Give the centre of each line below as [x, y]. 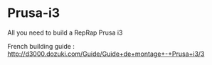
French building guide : [41, 46]
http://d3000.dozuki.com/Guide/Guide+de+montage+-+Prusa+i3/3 [106, 54]
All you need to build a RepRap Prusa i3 [65, 32]
